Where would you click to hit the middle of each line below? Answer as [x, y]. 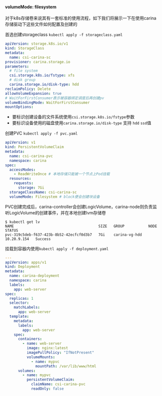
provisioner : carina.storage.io [38, 62]
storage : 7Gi [31, 188]
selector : [19, 303]
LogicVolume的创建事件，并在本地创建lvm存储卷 [57, 213]
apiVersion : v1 [20, 143]
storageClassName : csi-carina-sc [43, 192]
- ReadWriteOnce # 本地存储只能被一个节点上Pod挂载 [62, 174]
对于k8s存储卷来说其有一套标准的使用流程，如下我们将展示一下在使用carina [81, 18]
